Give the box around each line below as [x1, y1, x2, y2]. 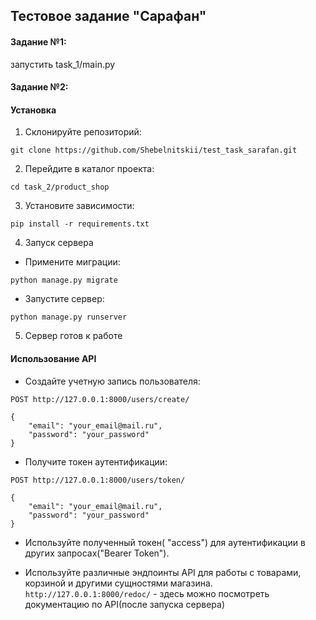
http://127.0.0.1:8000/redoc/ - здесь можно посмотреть [24, 587, 270, 599]
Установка [10, 104, 57, 116]
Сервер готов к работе [24, 330, 123, 342]
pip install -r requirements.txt [10, 219, 150, 229]
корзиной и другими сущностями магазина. [24, 577, 213, 589]
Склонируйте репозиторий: [24, 126, 142, 138]
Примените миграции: [24, 256, 121, 268]
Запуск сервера [24, 237, 94, 249]
